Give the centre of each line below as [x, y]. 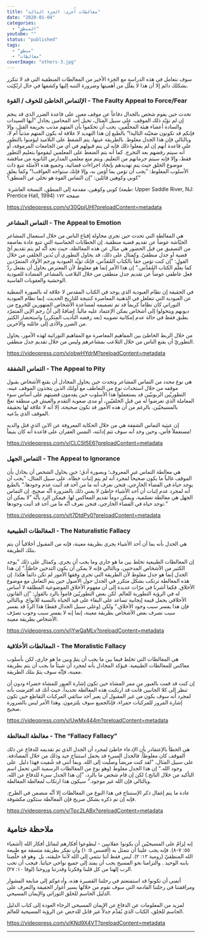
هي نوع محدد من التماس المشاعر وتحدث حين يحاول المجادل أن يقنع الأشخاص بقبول [100, 382]
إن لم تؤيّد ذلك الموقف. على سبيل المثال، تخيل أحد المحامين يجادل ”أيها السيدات [95, 120]
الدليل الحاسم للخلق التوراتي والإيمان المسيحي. [59, 894]
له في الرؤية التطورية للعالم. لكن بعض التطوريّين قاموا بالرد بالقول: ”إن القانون [93, 593]
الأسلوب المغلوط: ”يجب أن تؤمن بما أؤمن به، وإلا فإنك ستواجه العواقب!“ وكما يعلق [98, 171]
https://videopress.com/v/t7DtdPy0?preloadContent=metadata [84, 515]
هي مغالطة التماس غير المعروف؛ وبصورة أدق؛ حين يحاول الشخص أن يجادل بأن [94, 471]
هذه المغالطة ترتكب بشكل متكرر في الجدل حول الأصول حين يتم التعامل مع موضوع [98, 580]
